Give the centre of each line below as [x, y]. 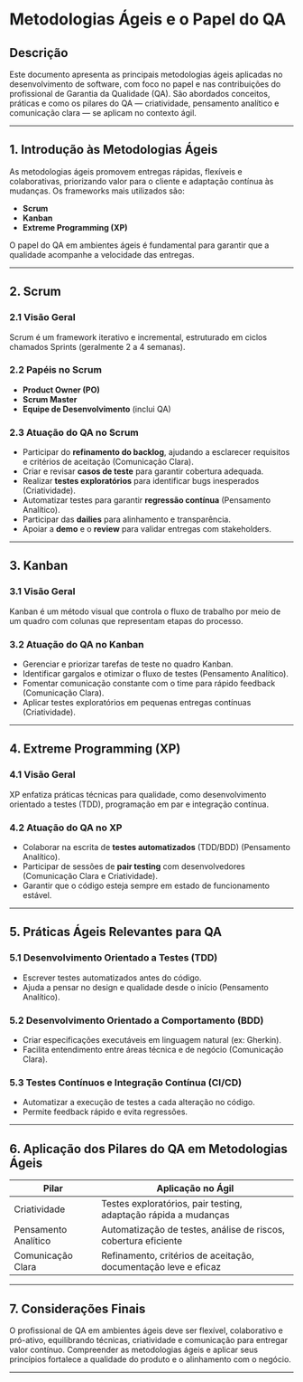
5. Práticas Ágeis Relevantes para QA [116, 932]
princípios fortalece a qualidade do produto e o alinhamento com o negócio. [150, 1359]
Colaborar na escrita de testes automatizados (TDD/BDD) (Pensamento [156, 847]
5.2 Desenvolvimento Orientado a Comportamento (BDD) [137, 1020]
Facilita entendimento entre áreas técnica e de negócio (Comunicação [153, 1050]
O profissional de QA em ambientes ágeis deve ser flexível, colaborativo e [147, 1330]
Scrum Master [50, 399]
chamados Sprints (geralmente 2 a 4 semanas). [98, 346]
